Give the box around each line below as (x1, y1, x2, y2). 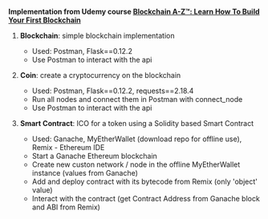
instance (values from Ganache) (31, 168, 139, 177)
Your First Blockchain (8, 15, 82, 25)
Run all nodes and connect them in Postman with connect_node (31, 95, 243, 103)
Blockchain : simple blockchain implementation (19, 31, 175, 40)
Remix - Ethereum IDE (31, 143, 105, 152)
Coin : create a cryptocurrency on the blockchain (19, 71, 181, 79)
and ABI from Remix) (31, 202, 100, 212)
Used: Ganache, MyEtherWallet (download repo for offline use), (31, 134, 242, 144)
